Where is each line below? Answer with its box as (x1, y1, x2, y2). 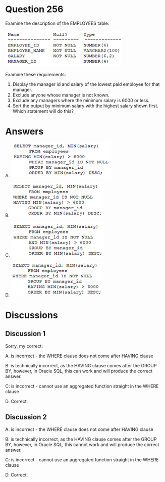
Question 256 (5, 4, 64, 15)
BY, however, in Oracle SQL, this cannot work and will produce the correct (5, 441, 159, 448)
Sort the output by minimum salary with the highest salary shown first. (12, 103, 159, 109)
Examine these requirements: (5, 71, 66, 77)
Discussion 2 (5, 413, 47, 421)
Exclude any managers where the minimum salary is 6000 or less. (12, 97, 150, 103)
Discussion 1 (5, 329, 46, 338)
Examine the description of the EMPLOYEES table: (5, 20, 109, 26)
